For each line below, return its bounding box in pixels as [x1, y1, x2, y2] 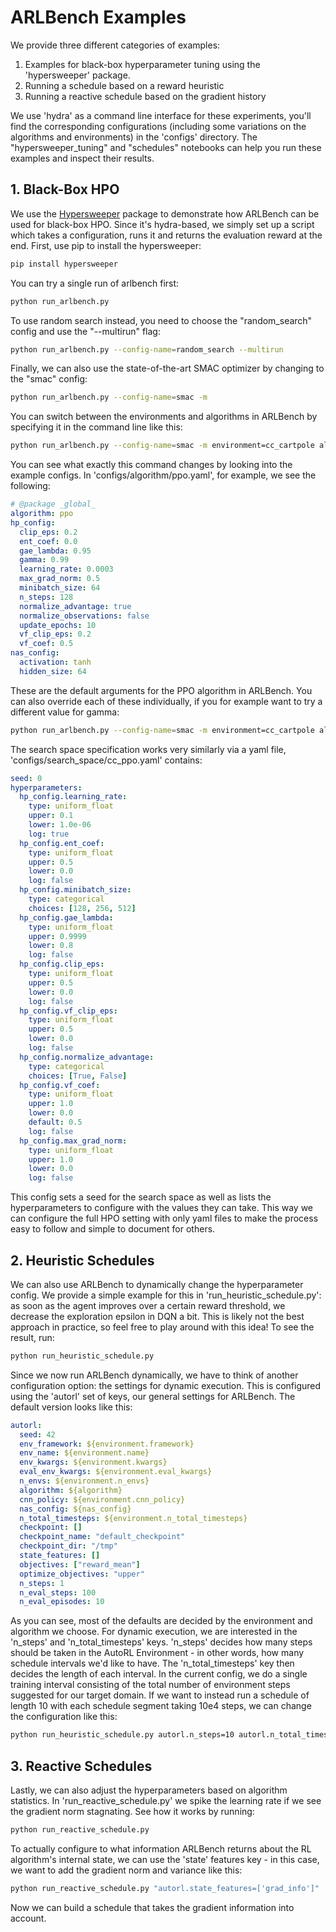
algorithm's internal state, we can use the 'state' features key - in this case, [10, 1853, 320, 1865]
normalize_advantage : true [19, 601, 132, 611]
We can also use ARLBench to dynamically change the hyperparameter [10, 1278, 304, 1290]
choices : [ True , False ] [28, 1071, 128, 1081]
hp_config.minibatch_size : [19, 885, 132, 895]
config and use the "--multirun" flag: [10, 325, 161, 337]
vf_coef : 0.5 [19, 639, 74, 649]
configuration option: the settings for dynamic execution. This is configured [10, 1379, 322, 1391]
